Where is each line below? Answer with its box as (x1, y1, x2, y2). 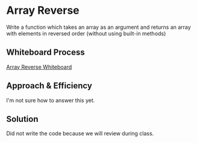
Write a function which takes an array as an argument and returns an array (6, 23, 191, 31)
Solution (6, 114, 39, 124)
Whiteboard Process (6, 47, 86, 58)
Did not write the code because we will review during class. (6, 130, 154, 137)
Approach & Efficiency (6, 81, 92, 91)
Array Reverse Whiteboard (6, 63, 72, 70)
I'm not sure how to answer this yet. (6, 97, 95, 104)
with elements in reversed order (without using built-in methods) (6, 29, 166, 37)
